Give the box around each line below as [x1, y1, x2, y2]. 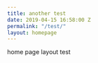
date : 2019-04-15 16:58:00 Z [7, 16, 91, 23]
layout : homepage [7, 29, 57, 36]
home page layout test [7, 48, 71, 56]
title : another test [7, 10, 67, 17]
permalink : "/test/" [7, 23, 67, 29]
